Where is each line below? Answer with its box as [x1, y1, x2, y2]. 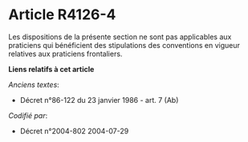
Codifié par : [8, 110, 48, 120]
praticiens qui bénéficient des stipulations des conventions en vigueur [8, 40, 241, 49]
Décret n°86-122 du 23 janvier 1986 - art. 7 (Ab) [19, 95, 179, 105]
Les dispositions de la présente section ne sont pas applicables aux [8, 32, 232, 41]
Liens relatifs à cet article [8, 64, 95, 73]
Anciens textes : [8, 80, 60, 89]
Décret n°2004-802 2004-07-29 [19, 126, 129, 136]
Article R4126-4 [8, 6, 116, 24]
